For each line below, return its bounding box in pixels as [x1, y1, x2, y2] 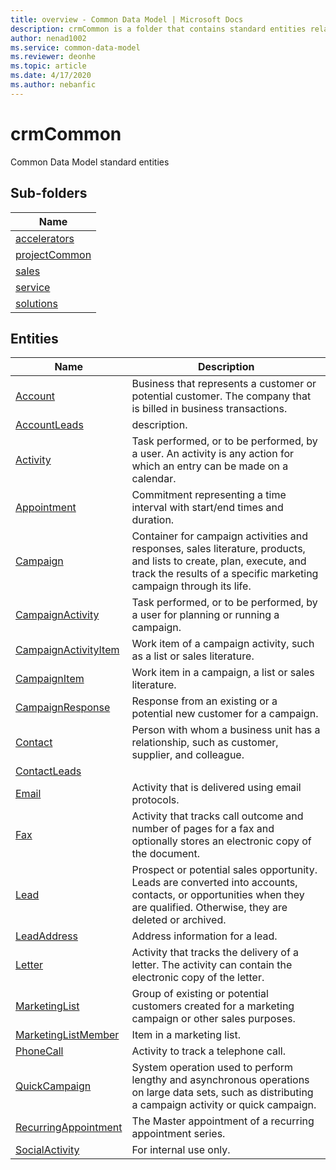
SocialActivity [15, 1143, 80, 1157]
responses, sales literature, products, [131, 542, 306, 556]
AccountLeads [15, 418, 84, 432]
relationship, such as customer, [131, 736, 279, 750]
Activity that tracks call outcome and [131, 809, 304, 823]
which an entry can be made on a [131, 459, 289, 473]
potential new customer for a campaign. [131, 707, 319, 721]
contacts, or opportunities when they [131, 888, 305, 902]
